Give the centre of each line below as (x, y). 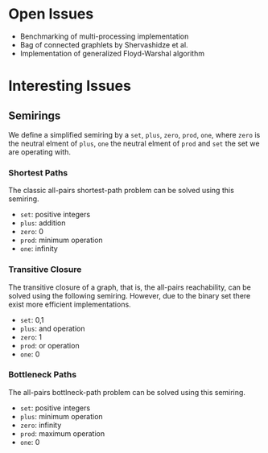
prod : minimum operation (61, 240)
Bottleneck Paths (43, 375)
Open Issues (51, 14)
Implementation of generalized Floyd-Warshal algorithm (112, 53)
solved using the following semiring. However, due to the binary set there (130, 295)
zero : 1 (31, 337)
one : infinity (39, 249)
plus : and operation (52, 328)
